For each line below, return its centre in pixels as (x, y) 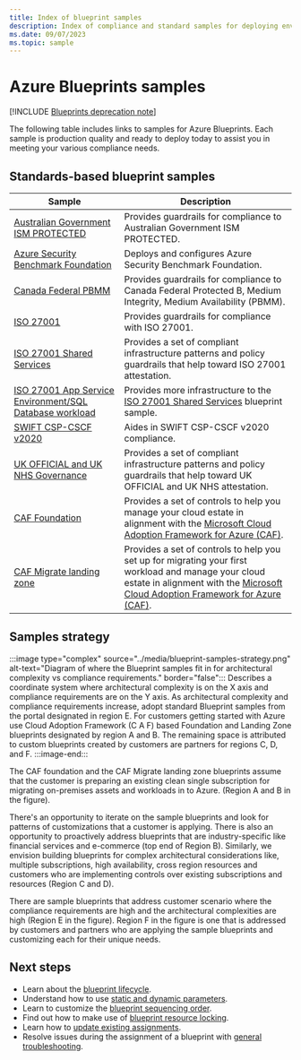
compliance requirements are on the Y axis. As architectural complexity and (149, 696)
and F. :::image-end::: (49, 754)
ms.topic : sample (42, 43)
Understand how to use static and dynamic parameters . (125, 998)
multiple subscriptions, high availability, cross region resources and (133, 865)
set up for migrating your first (186, 560)
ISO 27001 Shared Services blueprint (203, 401)
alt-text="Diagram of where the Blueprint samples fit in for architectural (141, 668)
